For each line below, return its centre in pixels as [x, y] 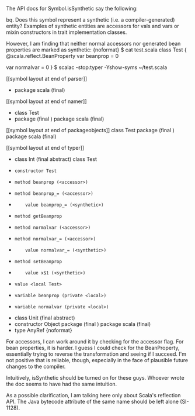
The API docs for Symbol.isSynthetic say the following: [72, 8]
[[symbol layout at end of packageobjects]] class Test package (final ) [90, 130]
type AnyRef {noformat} [43, 330]
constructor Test [36, 171]
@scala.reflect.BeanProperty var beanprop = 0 [62, 56]
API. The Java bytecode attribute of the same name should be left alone [93, 401]
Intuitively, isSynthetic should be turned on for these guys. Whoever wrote [95, 378]
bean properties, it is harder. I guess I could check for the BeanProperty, [93, 348]
